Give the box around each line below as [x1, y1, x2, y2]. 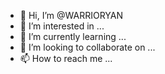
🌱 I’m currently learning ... [19, 31, 127, 42]
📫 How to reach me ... [19, 53, 113, 64]
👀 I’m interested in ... [19, 20, 105, 32]
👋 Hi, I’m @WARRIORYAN [19, 10, 124, 21]
